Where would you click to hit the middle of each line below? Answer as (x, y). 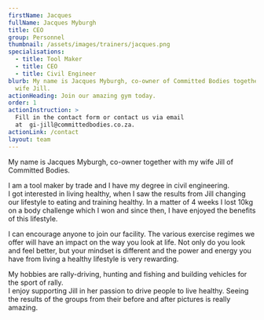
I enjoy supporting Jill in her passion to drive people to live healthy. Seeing (128, 290)
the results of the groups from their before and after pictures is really (119, 299)
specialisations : (37, 52)
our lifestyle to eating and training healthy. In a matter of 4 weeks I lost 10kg (131, 202)
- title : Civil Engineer (56, 74)
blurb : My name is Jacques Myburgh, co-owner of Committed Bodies (119, 81)
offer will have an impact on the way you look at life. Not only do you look (127, 242)
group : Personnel (37, 37)
